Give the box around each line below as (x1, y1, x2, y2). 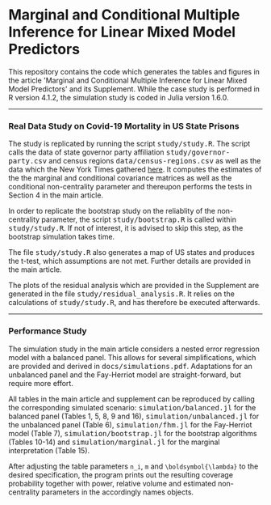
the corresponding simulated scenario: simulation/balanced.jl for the (8, 402, 256, 412)
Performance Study (8, 325, 87, 337)
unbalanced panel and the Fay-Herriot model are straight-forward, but (8, 370, 242, 380)
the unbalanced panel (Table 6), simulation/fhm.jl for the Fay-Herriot (8, 419, 252, 430)
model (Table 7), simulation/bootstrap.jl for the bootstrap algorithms (8, 428, 257, 438)
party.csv (8, 156, 47, 166)
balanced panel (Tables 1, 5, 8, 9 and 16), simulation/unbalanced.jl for (8, 411, 260, 421)
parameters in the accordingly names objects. (41, 487, 194, 497)
